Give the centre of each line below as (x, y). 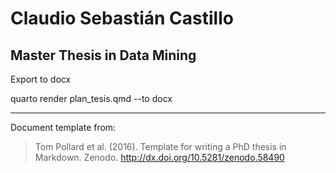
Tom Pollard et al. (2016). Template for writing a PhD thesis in (160, 146)
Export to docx (41, 79)
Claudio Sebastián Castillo (122, 18)
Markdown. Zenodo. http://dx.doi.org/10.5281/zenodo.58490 (159, 157)
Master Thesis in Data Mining (103, 55)
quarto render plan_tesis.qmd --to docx (91, 98)
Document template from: (63, 127)
